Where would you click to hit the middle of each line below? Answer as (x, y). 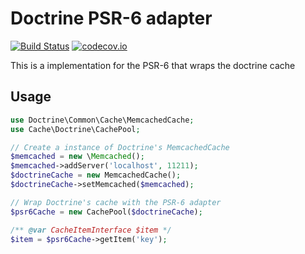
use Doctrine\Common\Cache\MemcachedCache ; (102, 120)
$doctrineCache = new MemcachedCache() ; (96, 175)
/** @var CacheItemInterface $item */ (91, 230)
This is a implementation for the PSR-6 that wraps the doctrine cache (153, 65)
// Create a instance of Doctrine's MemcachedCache (120, 147)
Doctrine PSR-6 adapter (111, 18)
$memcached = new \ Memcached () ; (77, 157)
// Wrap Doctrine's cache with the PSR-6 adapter (116, 202)
